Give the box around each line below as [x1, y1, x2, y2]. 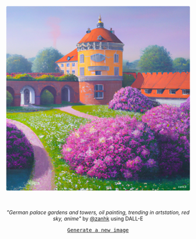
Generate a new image [66, 227, 129, 233]
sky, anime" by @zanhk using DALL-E [52, 215, 143, 222]
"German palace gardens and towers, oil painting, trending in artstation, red [6, 209, 190, 216]
